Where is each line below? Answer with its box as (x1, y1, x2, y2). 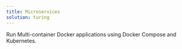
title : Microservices (6, 8, 61, 15)
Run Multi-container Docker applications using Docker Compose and (6, 30, 177, 38)
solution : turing (6, 14, 50, 20)
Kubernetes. (6, 37, 37, 44)
